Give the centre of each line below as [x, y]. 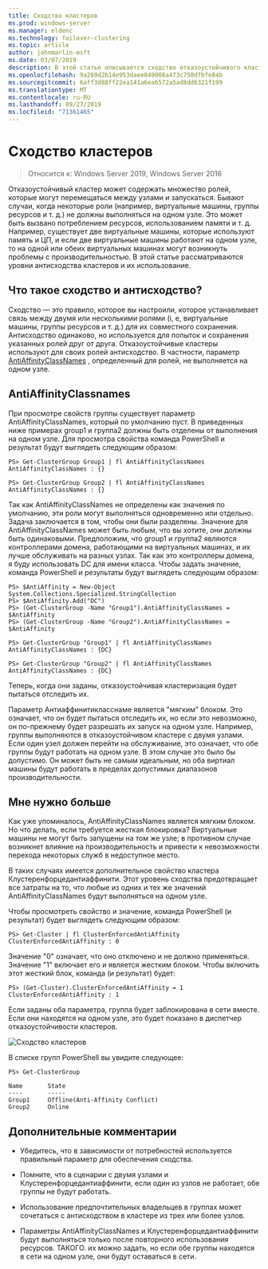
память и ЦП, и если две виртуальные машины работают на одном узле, [133, 239]
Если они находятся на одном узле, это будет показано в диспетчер [125, 1019]
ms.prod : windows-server [49, 23]
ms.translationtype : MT [48, 90]
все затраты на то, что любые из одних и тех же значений [107, 888]
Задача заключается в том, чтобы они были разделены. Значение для [128, 521]
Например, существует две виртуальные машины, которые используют [132, 231]
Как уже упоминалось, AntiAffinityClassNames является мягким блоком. [132, 822]
